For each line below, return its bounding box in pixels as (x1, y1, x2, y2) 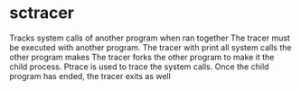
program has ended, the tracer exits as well (9, 70, 172, 81)
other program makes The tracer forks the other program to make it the (9, 51, 275, 62)
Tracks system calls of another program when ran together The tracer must (9, 32, 291, 43)
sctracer (9, 3, 75, 23)
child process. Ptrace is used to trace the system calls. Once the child (9, 61, 269, 72)
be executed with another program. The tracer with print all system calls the (9, 41, 292, 52)
